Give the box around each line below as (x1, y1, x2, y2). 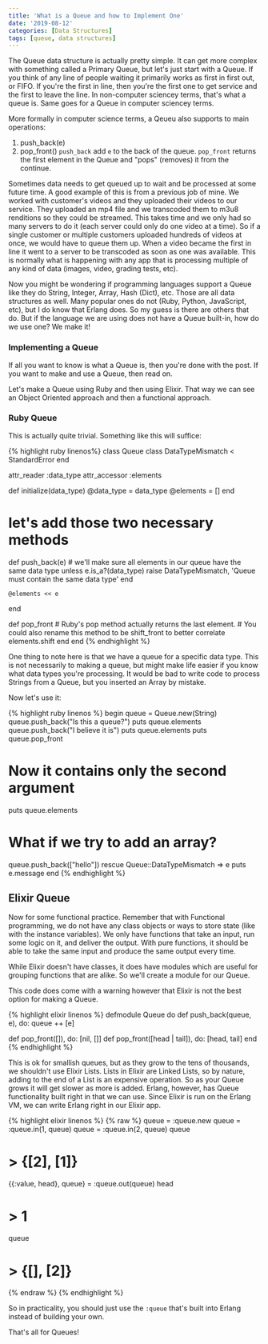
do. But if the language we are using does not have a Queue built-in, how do (8, 314, 260, 323)
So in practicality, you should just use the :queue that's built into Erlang (8, 1303, 242, 1313)
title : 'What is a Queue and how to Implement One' (8, 11, 184, 20)
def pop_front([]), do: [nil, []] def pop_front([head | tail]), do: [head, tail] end (8, 1034, 258, 1044)
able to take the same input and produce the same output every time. (8, 946, 236, 956)
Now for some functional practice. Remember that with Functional (8, 913, 226, 922)
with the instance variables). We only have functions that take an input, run (8, 930, 255, 939)
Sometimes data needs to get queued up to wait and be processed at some (8, 179, 257, 189)
